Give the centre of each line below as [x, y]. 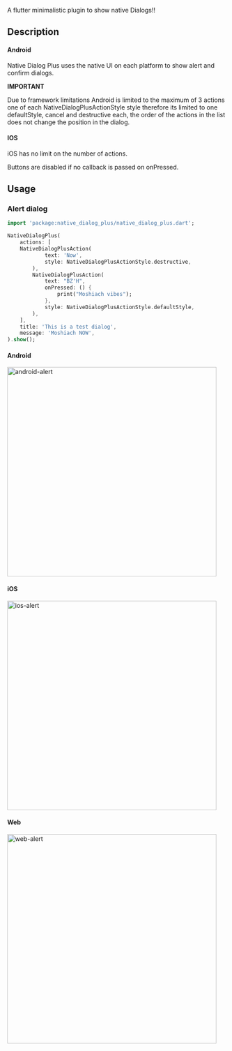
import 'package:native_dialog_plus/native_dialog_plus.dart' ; [101, 223]
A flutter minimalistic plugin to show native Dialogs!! [81, 10]
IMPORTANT [26, 86]
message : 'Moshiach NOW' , [57, 333]
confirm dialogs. [31, 73]
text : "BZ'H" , [65, 281]
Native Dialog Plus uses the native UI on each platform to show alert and [111, 65]
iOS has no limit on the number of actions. [67, 154]
